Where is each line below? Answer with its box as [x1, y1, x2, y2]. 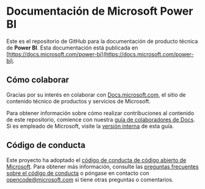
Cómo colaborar [6, 75, 69, 85]
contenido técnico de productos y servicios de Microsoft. [6, 97, 151, 105]
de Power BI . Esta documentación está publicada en [6, 44, 138, 51]
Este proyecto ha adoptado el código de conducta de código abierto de [6, 156, 187, 163]
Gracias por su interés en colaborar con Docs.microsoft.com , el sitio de [6, 91, 186, 98]
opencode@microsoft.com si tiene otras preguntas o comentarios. [6, 176, 174, 183]
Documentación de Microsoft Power [6, 4, 193, 18]
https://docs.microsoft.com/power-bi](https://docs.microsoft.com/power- [8, 50, 194, 57]
